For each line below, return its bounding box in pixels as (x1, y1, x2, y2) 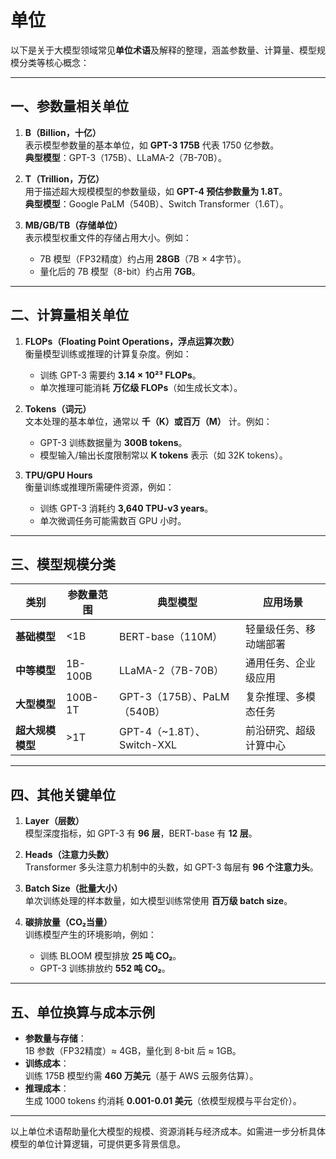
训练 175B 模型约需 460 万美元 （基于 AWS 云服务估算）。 (24, 1070, 259, 1081)
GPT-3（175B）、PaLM (118, 690, 230, 704)
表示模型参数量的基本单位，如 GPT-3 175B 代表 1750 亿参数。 (24, 139, 280, 151)
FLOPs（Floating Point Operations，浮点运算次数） (24, 335, 240, 347)
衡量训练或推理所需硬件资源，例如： (24, 481, 175, 493)
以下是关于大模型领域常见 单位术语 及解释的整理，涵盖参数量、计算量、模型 (10, 44, 317, 56)
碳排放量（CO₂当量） (24, 916, 113, 928)
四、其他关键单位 (10, 786, 116, 803)
